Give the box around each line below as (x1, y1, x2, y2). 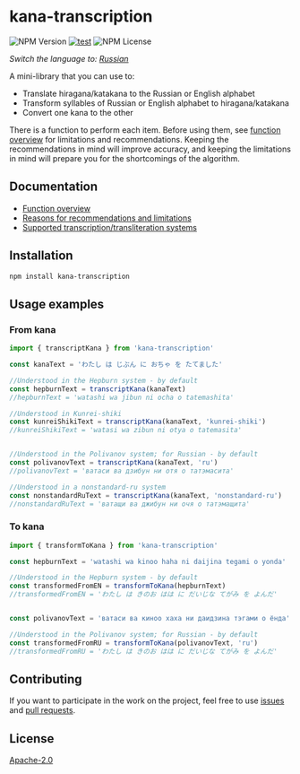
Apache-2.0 (9, 755, 54, 766)
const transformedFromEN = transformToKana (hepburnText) (9, 581, 227, 591)
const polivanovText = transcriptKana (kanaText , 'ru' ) (9, 458, 219, 467)
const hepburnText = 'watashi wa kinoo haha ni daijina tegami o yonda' (9, 557, 287, 566)
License (9, 731, 55, 746)
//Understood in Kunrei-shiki (9, 409, 123, 418)
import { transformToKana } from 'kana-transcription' (9, 541, 219, 550)
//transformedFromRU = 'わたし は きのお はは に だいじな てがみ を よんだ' (9, 647, 278, 656)
